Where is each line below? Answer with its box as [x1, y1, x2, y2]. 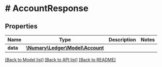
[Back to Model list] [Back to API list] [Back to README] [5, 57, 116, 63]
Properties [5, 22, 38, 30]
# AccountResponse [5, 3, 88, 14]
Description [108, 37, 136, 43]
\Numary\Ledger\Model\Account [26, 44, 104, 51]
